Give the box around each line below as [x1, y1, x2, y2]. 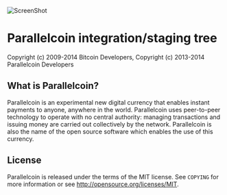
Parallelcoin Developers [7, 60, 74, 68]
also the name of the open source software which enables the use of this [7, 127, 214, 135]
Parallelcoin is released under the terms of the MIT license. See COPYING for [7, 172, 219, 181]
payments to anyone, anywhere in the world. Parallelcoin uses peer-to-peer [7, 105, 221, 114]
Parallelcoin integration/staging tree [7, 31, 217, 46]
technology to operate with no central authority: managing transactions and [7, 113, 221, 121]
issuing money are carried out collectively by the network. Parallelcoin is [7, 120, 212, 128]
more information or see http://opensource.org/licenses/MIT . [7, 180, 180, 188]
